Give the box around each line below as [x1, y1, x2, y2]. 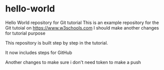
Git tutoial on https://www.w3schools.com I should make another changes [5, 24, 159, 30]
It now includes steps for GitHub [5, 49, 72, 55]
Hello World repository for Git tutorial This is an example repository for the [5, 19, 159, 25]
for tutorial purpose [5, 30, 45, 36]
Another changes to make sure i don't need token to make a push [5, 59, 141, 65]
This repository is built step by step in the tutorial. [5, 39, 108, 45]
